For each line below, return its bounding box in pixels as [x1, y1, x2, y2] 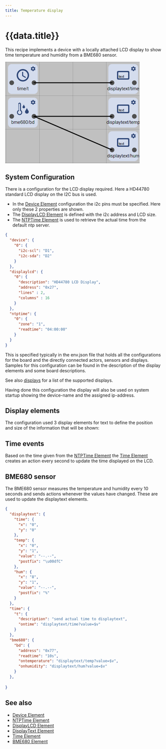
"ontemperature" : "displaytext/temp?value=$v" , [18, 658, 119, 664]
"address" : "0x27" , [18, 285, 58, 290]
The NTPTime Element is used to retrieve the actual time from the [12, 217, 146, 223]
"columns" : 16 [18, 295, 50, 301]
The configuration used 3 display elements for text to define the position [5, 420, 153, 426]
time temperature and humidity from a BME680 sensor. [5, 52, 117, 58]
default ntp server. [12, 222, 51, 228]
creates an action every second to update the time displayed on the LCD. [5, 458, 154, 464]
